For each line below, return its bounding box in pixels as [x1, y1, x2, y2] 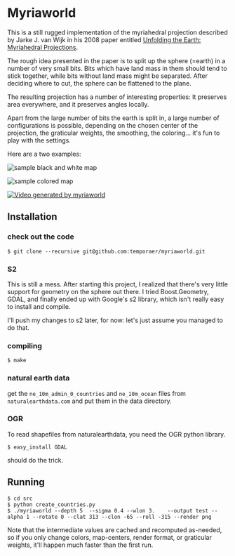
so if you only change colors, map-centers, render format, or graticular [7, 533, 212, 541]
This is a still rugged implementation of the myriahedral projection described [7, 28, 228, 37]
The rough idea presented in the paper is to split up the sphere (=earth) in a [7, 56, 226, 65]
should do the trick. [7, 456, 64, 464]
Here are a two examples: [7, 150, 81, 158]
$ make [7, 357, 27, 364]
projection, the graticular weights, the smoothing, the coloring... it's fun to [7, 128, 220, 137]
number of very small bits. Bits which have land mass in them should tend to [7, 64, 227, 72]
